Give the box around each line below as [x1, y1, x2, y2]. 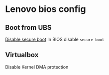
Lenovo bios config [5, 3, 86, 15]
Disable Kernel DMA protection [5, 64, 69, 70]
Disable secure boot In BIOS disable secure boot [5, 36, 105, 42]
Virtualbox [5, 51, 39, 59]
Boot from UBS [5, 23, 52, 32]
